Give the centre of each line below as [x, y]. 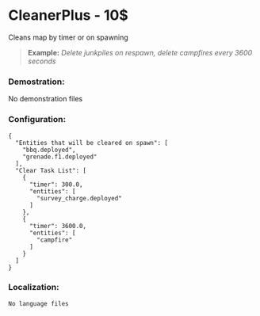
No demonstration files [46, 99]
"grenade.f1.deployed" [60, 157]
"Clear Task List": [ [51, 170]
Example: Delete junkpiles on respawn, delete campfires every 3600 [140, 52]
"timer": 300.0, [56, 185]
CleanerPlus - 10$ [68, 15]
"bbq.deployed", [50, 150]
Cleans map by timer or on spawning [68, 37]
